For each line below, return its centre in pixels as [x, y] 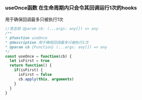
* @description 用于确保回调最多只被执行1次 [47, 42]
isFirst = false [35, 75]
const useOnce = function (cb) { [38, 56]
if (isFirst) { [28, 70]
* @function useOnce [26, 38]
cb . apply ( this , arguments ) [46, 79]
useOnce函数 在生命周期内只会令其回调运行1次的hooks [71, 7]
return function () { [31, 66]
